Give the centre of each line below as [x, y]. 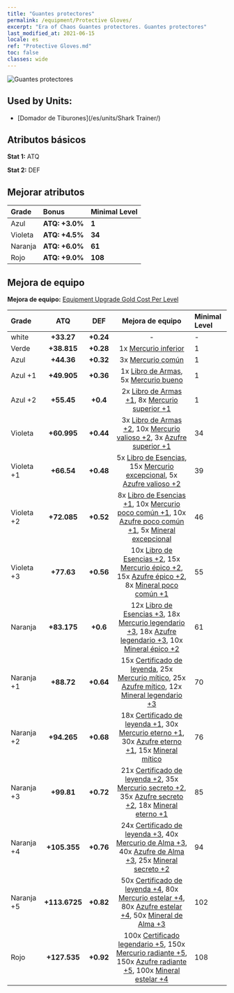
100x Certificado [151, 935]
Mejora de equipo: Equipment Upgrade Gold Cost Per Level [93, 299]
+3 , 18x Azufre [151, 631]
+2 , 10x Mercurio [152, 429]
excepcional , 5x [151, 475]
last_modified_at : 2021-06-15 [51, 33]
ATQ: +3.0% [63, 224]
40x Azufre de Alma [151, 851]
